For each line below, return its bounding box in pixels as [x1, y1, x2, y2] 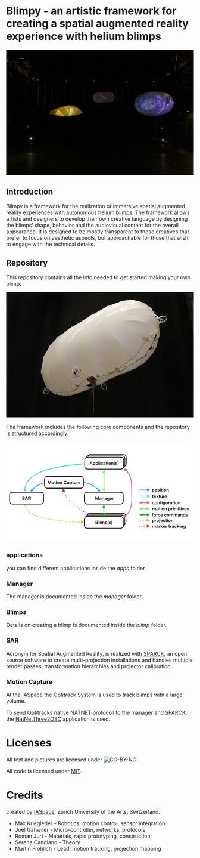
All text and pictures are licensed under [6, 756, 102, 763]
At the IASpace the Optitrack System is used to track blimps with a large [6, 691, 183, 698]
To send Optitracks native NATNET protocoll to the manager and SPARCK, [6, 709, 187, 716]
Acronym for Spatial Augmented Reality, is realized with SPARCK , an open [6, 650, 187, 657]
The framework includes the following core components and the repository [6, 423, 190, 430]
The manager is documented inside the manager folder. [6, 593, 143, 600]
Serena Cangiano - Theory [14, 838, 80, 845]
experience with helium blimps [6, 30, 162, 43]
